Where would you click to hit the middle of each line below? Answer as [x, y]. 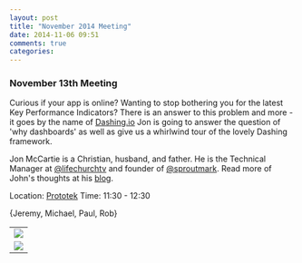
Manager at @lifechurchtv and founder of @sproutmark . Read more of [141, 169]
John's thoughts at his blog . [62, 179]
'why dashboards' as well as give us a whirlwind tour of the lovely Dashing [149, 131]
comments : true [38, 43]
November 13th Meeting [63, 83]
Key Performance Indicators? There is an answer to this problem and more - [151, 112]
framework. [31, 141]
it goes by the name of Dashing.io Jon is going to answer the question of [145, 122]
